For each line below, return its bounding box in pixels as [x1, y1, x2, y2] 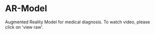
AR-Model [5, 3, 47, 14]
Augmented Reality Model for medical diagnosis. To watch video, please [5, 19, 150, 25]
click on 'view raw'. [5, 24, 44, 30]
